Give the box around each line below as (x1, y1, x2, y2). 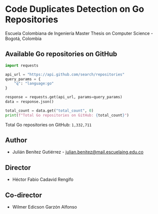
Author (5, 136, 27, 144)
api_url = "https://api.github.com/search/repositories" (5, 72, 125, 77)
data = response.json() (5, 99, 54, 104)
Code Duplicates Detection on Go (5, 3, 144, 15)
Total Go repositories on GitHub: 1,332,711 (5, 122, 92, 128)
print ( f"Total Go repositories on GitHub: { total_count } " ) (5, 113, 129, 118)
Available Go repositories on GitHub (5, 50, 118, 58)
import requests (5, 63, 39, 68)
